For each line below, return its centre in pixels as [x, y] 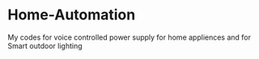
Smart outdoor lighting [45, 45]
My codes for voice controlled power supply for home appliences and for [129, 37]
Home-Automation [72, 15]
